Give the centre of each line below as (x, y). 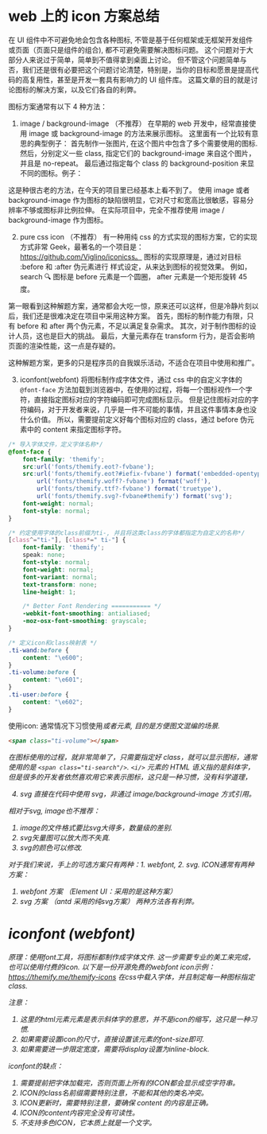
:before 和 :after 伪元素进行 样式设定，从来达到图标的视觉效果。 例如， (135, 267)
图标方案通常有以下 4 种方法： (58, 106)
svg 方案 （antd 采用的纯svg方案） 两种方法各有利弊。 (109, 901)
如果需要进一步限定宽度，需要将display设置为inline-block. (114, 1049)
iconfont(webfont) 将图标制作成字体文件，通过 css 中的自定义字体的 (131, 380)
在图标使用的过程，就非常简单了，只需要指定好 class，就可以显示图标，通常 (133, 757)
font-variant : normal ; (60, 577)
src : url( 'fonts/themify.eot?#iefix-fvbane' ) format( (112, 474)
